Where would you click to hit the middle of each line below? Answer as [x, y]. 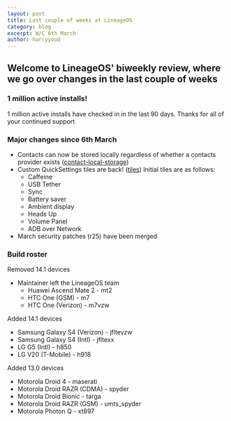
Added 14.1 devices [35, 319]
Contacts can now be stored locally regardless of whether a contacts [117, 155]
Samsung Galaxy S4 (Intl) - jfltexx [66, 340]
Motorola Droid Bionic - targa [59, 397]
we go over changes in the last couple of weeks [112, 79]
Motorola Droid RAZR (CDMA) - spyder [73, 389]
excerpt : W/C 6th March [42, 33]
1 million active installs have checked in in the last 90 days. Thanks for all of [116, 114]
